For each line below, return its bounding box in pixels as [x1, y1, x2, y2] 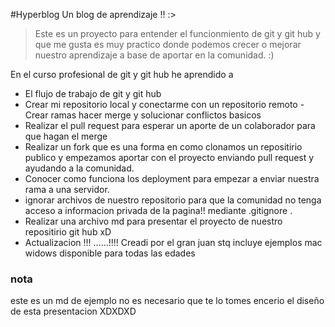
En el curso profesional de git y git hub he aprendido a [10, 69, 234, 80]
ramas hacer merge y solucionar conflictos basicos [50, 109, 262, 121]
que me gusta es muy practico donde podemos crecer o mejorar [34, 39, 302, 50]
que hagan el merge [24, 130, 108, 142]
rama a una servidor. [24, 184, 110, 195]
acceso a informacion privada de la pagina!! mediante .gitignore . [24, 205, 293, 216]
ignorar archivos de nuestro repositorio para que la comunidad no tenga [24, 194, 322, 206]
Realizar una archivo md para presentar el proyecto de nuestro [24, 215, 283, 227]
